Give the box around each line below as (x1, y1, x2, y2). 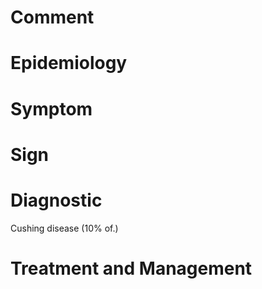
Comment (10, 6, 95, 29)
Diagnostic (10, 189, 103, 211)
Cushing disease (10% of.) (10, 222, 119, 234)
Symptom (10, 97, 93, 120)
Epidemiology (10, 52, 128, 75)
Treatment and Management (10, 257, 253, 280)
